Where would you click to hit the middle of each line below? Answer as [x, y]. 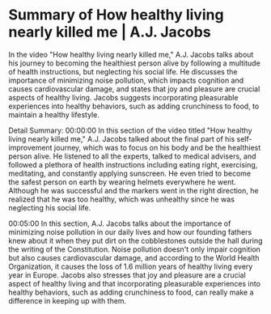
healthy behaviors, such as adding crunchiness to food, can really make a [131, 292]
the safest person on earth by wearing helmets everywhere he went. [122, 182]
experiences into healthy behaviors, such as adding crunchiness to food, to [134, 106]
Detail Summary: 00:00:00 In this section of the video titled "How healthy [130, 130]
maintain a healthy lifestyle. [54, 114]
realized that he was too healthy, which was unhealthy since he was [121, 199]
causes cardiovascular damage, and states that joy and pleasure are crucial [134, 89]
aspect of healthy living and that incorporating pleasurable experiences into [135, 283]
